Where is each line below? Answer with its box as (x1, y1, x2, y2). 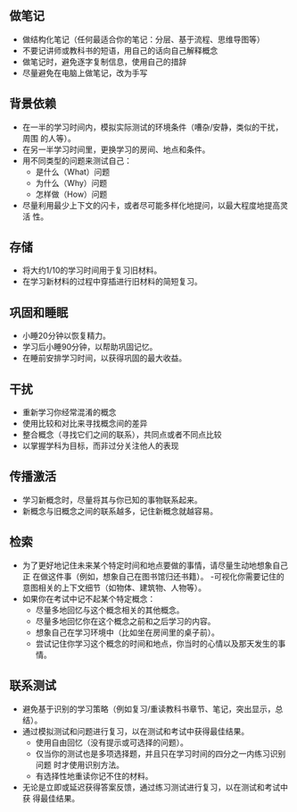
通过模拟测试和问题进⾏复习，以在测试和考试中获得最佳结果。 (21, 725, 250, 736)
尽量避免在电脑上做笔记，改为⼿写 (21, 67, 148, 78)
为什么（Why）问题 (35, 177, 108, 188)
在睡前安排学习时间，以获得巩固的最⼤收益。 (21, 352, 187, 364)
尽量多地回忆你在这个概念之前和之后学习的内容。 (35, 615, 216, 626)
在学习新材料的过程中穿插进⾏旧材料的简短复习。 (21, 276, 202, 287)
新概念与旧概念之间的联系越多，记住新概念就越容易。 (21, 505, 219, 516)
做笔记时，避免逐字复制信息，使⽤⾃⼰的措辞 (21, 56, 187, 67)
